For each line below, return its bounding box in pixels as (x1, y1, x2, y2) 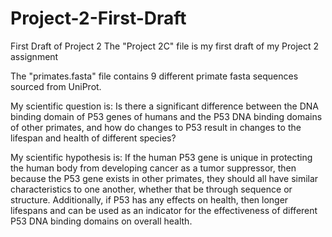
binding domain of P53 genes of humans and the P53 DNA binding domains (10, 110, 323, 122)
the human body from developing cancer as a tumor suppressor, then (10, 162, 297, 174)
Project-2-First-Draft (10, 7, 187, 30)
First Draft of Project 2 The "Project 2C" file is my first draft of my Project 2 (10, 40, 320, 52)
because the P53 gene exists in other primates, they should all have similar (10, 172, 319, 184)
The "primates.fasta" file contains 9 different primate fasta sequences (10, 70, 299, 82)
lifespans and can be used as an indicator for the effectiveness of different (10, 204, 318, 216)
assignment (10, 50, 59, 62)
